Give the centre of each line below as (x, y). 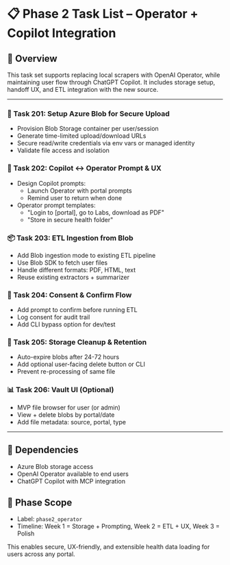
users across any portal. (41, 554)
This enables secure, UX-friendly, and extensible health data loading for (108, 547)
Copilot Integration (62, 33)
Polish (26, 533)
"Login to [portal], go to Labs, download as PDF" (96, 212)
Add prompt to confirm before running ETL (77, 310)
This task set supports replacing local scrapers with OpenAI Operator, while (114, 75)
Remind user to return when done (75, 197)
